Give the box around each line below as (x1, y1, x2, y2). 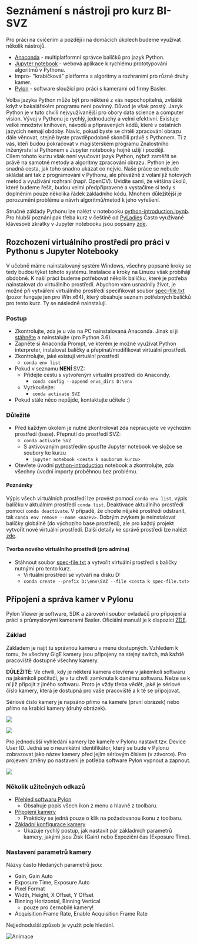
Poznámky (6, 481, 33, 489)
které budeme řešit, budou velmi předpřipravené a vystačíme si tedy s (6, 183, 176, 191)
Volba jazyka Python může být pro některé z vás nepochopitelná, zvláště (6, 96, 182, 103)
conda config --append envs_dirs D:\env (32, 379, 133, 385)
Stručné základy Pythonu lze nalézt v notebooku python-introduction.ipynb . (6, 208, 190, 215)
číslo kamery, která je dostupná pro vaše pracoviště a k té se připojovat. (6, 687, 181, 694)
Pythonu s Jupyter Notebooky (6, 246, 119, 256)
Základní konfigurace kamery (14, 821, 86, 828)
